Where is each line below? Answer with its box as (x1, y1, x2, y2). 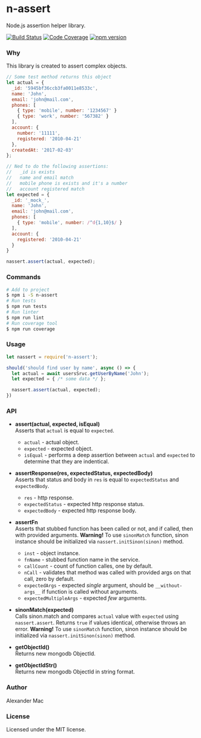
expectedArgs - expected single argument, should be (23, 582, 155, 589)
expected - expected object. (23, 445, 93, 452)
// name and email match (6, 175, 74, 181)
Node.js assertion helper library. (6, 22, 86, 29)
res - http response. (23, 494, 74, 501)
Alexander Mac (6, 697, 44, 704)
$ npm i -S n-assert (6, 292, 58, 298)
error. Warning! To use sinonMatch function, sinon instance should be (14, 626, 188, 633)
